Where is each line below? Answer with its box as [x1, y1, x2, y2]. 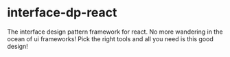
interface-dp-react [7, 5, 117, 21]
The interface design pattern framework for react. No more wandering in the [7, 27, 223, 36]
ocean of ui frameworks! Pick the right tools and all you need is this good [7, 34, 214, 43]
